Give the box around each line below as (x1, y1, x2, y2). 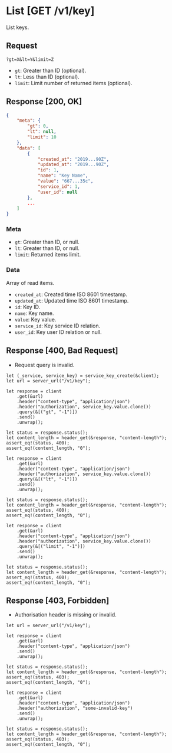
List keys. (6, 24, 29, 31)
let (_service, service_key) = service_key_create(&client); (6, 372, 160, 379)
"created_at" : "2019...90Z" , (37, 156, 110, 162)
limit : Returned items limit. (14, 251, 81, 258)
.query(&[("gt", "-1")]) (16, 409, 78, 415)
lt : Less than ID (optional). (14, 73, 80, 80)
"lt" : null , (27, 129, 57, 135)
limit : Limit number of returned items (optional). (14, 79, 133, 86)
